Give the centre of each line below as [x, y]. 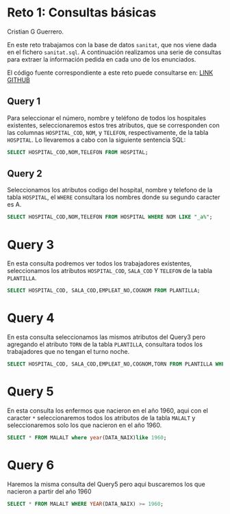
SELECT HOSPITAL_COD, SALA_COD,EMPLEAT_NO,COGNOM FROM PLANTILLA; [104, 291]
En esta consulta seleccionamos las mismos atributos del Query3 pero [106, 337]
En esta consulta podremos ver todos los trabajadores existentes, [100, 264]
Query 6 [31, 465]
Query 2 [25, 174]
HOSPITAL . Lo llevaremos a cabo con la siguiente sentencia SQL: [97, 140]
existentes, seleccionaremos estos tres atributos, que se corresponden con [114, 125]
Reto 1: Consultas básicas [82, 13]
